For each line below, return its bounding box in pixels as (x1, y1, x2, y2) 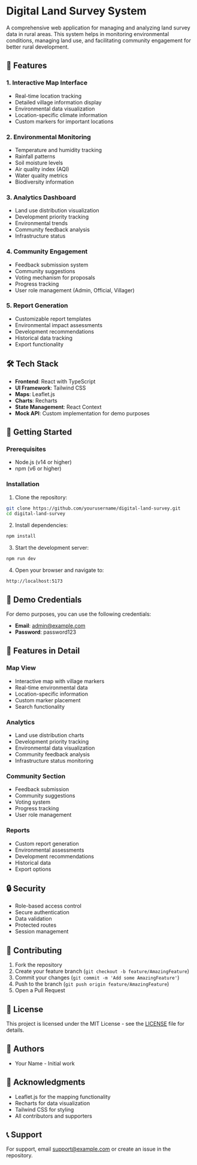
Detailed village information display (14, 98, 102, 106)
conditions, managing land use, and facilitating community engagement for (6, 37, 192, 44)
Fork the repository (14, 962, 63, 969)
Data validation (14, 915, 52, 923)
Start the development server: (14, 544, 89, 552)
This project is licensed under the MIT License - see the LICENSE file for (6, 1020, 184, 1027)
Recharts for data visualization (14, 1100, 90, 1107)
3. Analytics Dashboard (6, 193, 76, 202)
